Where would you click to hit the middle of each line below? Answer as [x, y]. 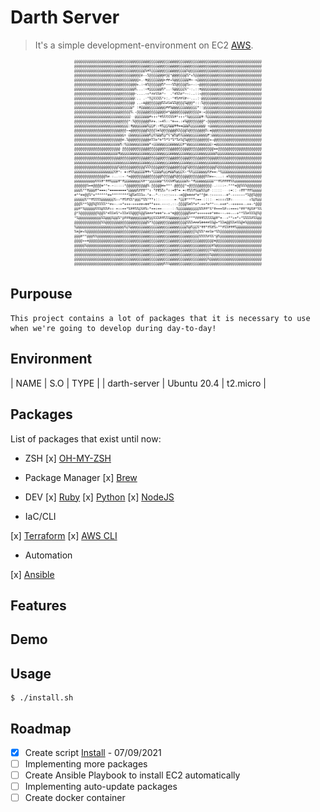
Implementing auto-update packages [101, 787]
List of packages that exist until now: [86, 438]
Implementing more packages [86, 764]
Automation [48, 555]
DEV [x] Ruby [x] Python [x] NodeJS [99, 497]
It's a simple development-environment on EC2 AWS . [144, 45]
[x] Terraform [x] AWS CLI [64, 535]
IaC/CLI [40, 516]
